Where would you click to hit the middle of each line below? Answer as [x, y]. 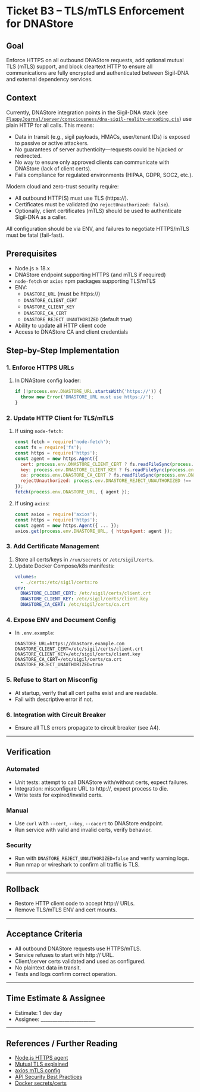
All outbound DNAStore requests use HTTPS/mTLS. [78, 948]
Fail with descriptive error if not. [54, 699]
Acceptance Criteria [44, 934]
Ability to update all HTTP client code [60, 325]
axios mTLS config [37, 1070]
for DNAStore [40, 24]
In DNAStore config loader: [48, 380]
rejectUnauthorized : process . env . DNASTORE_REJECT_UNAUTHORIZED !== [106, 481]
